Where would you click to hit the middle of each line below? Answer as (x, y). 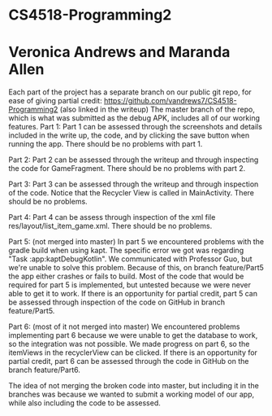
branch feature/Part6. (45, 370)
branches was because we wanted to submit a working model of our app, (131, 394)
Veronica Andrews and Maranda (119, 53)
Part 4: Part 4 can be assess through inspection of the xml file (112, 217)
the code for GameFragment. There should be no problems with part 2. (127, 169)
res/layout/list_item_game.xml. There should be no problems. (110, 226)
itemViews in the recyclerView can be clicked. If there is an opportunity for (133, 353)
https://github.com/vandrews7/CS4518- (171, 101)
